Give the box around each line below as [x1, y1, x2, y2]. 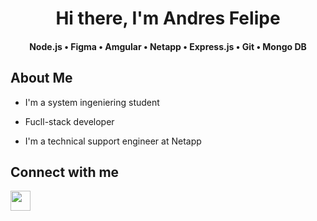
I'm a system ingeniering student [24, 96, 160, 108]
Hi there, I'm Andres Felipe [55, 7, 281, 30]
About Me [10, 70, 73, 87]
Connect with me [10, 163, 120, 181]
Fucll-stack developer [24, 115, 115, 127]
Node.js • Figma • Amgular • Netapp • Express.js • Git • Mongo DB [29, 40, 307, 52]
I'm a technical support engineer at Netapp [24, 135, 202, 147]
